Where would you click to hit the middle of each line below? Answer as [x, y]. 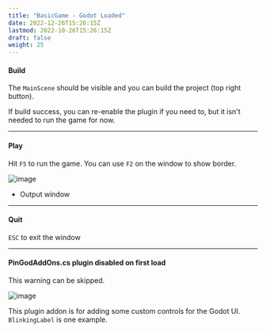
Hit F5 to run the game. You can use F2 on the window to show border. [122, 163]
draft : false [30, 38]
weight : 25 [26, 45]
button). [21, 97]
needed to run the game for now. [62, 120]
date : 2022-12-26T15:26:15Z [55, 23]
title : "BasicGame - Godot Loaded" [67, 15]
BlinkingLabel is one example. [58, 319]
